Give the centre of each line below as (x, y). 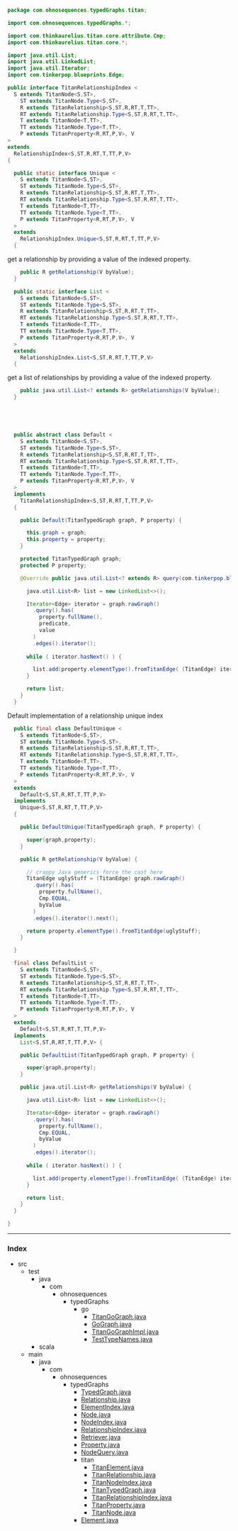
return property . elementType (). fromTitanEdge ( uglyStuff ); (113, 931)
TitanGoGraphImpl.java (125, 1332)
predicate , (55, 624)
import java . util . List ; (42, 55)
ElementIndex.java (108, 1407)
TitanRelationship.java (124, 1475)
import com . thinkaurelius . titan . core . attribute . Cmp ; (87, 35)
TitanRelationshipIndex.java (132, 1498)
